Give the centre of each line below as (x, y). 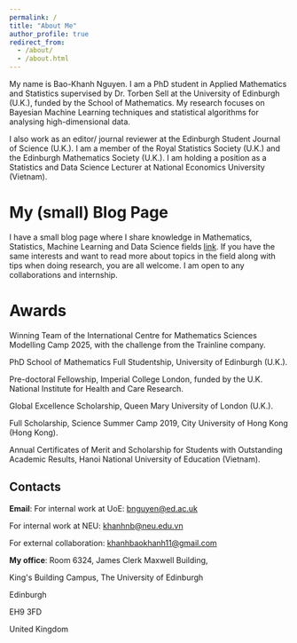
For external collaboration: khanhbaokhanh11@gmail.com (113, 543)
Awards (38, 311)
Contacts (35, 487)
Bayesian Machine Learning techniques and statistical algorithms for (134, 112)
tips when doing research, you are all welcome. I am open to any (127, 265)
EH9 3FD (26, 611)
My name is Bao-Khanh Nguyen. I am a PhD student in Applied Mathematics (148, 84)
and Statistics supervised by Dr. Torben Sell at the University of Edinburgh (145, 93)
